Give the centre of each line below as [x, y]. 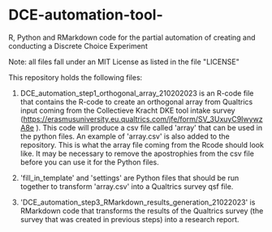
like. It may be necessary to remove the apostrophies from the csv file [137, 153]
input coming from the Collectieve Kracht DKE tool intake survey [127, 110]
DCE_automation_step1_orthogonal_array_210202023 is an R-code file [137, 93]
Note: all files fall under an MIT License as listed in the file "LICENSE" [124, 62]
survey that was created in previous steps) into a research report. [130, 219]
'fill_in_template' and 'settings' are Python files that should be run [130, 178]
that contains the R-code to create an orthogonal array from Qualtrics [136, 101]
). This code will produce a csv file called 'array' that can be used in [149, 127]
